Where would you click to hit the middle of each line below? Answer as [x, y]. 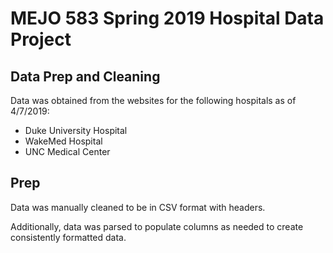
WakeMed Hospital [63, 141]
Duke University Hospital [76, 130]
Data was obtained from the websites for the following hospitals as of [153, 100]
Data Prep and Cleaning [85, 76]
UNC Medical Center [67, 151]
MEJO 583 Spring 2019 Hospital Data [167, 18]
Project [41, 39]
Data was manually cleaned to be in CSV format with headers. [138, 207]
